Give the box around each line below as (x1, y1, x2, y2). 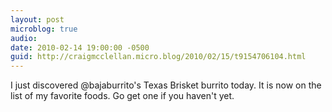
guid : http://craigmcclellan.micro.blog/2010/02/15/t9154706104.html (10, 52, 307, 62)
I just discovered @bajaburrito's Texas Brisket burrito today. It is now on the (10, 79, 322, 91)
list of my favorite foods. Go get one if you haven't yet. (10, 90, 235, 102)
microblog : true (10, 24, 78, 34)
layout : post (10, 14, 65, 25)
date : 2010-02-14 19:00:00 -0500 (10, 42, 150, 53)
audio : (10, 33, 38, 43)
